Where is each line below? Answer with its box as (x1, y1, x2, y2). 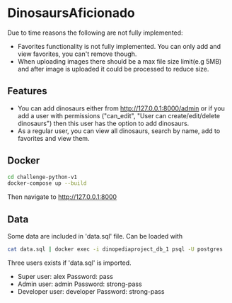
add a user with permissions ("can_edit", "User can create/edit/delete (17, 111, 221, 120)
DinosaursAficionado (7, 5, 136, 21)
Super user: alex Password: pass (17, 273, 113, 280)
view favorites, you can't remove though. (17, 50, 137, 58)
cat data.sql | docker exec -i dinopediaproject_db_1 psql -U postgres (7, 246, 223, 253)
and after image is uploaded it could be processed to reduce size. (17, 64, 209, 73)
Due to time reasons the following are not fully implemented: (7, 28, 183, 37)
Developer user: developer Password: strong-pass (17, 287, 165, 295)
